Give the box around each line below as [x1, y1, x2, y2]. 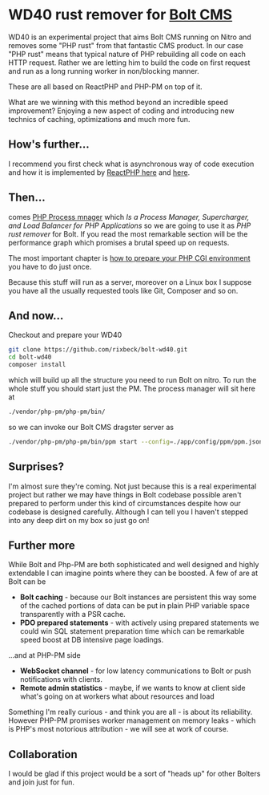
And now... [8, 309, 64, 322]
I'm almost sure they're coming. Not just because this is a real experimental [8, 481, 257, 491]
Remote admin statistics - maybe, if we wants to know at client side [19, 683, 246, 693]
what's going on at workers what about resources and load [19, 692, 215, 701]
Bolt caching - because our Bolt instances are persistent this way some [19, 592, 257, 602]
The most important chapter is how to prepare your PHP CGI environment [8, 253, 251, 262]
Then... [8, 191, 46, 205]
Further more [8, 538, 76, 552]
